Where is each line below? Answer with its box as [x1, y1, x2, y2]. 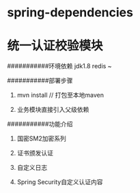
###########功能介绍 [7, 120, 73, 128]
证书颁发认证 [16, 149, 53, 158]
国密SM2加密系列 [16, 134, 66, 143]
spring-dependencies [7, 5, 133, 20]
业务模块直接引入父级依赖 [16, 106, 89, 114]
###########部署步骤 [7, 76, 73, 85]
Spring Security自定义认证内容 [16, 178, 103, 186]
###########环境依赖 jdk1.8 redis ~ [7, 62, 112, 70]
